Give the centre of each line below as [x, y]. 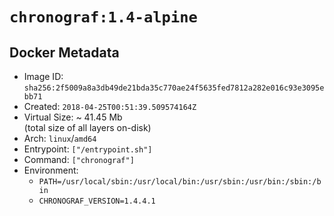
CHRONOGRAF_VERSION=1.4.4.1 [97, 201]
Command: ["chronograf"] [79, 159]
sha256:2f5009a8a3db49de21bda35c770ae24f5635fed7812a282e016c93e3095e [174, 88]
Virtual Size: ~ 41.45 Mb [73, 117]
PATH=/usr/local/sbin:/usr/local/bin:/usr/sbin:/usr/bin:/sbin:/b [180, 182]
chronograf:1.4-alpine [103, 17]
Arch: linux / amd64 [60, 138]
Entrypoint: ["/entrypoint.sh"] [88, 149]
